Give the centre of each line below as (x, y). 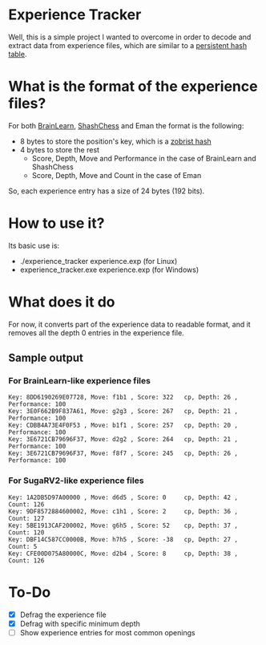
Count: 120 (26, 532)
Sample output (46, 358)
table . (18, 54)
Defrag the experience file (63, 615)
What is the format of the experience (133, 87)
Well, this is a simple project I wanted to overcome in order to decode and (130, 37)
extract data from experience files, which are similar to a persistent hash (127, 45)
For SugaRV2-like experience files (76, 481)
